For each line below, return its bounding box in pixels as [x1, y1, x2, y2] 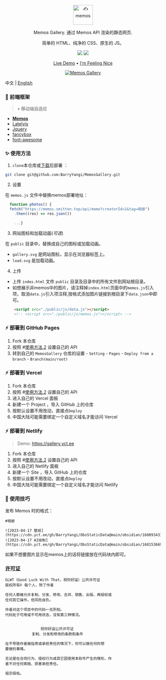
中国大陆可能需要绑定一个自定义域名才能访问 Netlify [12, 482, 118, 488]
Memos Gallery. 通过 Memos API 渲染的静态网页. [34, 30, 132, 35]
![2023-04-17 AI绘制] [5, 538, 48, 543]
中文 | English [5, 80, 33, 86]
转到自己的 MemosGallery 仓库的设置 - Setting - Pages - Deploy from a [12, 350, 154, 356]
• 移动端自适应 [17, 106, 47, 112]
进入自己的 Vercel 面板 [12, 396, 58, 401]
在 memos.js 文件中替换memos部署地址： [5, 192, 88, 198]
